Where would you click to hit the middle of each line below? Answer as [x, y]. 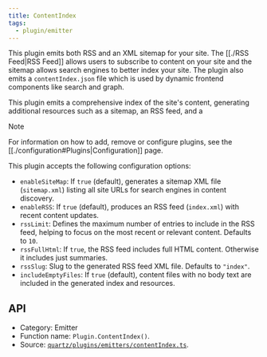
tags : [17, 23]
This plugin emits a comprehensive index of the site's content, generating [129, 103]
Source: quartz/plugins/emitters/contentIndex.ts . [104, 345]
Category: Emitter [49, 327]
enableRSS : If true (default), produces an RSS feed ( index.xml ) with [129, 207]
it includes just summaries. [64, 258]
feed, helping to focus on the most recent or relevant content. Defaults [135, 232]
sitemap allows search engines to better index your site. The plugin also [126, 70]
